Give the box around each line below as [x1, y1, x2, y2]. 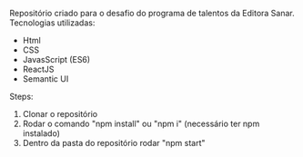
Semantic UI [22, 74, 69, 84]
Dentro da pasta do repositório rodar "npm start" [22, 138, 207, 148]
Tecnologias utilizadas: [9, 17, 96, 28]
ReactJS [22, 64, 55, 74]
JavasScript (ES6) [22, 54, 91, 64]
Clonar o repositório [22, 109, 98, 119]
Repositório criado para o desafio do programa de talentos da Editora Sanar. [9, 8, 296, 18]
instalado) [22, 128, 61, 139]
